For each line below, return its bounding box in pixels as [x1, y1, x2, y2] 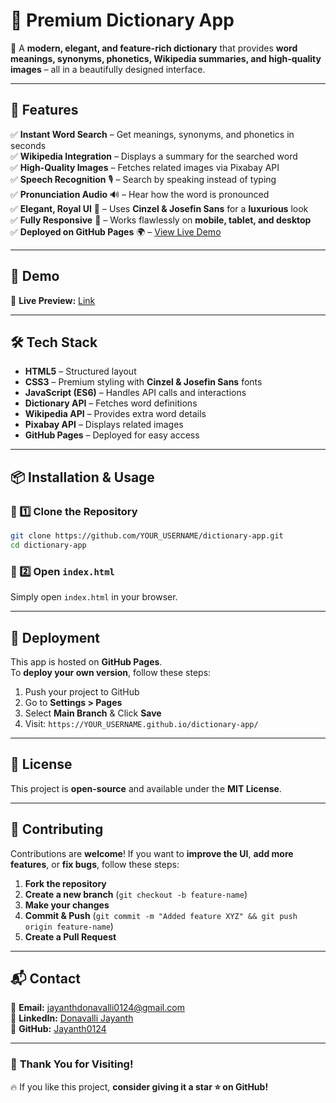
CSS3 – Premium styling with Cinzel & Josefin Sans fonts [24, 376, 263, 388]
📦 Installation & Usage [10, 469, 155, 486]
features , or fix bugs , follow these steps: [10, 858, 180, 870]
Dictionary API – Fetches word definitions [24, 397, 198, 409]
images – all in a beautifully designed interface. [10, 63, 206, 75]
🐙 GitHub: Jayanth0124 [10, 1023, 107, 1035]
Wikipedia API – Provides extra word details [24, 408, 207, 420]
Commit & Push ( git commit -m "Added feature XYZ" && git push [24, 909, 298, 921]
